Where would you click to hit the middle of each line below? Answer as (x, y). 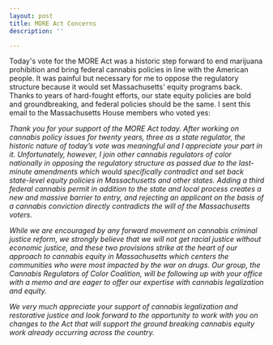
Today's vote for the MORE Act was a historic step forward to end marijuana (136, 61)
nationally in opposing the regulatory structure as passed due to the (123, 163)
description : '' (36, 31)
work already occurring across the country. (82, 333)
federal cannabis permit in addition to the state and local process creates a (135, 189)
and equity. (28, 291)
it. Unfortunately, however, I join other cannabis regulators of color (120, 154)
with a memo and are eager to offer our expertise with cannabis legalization (136, 282)
